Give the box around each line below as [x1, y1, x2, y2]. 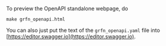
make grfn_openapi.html [6, 17, 66, 22]
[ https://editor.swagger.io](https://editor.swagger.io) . [6, 33, 136, 40]
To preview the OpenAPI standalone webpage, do [6, 5, 128, 12]
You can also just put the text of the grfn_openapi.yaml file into [6, 27, 160, 34]
